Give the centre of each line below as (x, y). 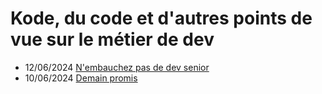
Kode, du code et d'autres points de (161, 18)
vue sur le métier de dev (112, 39)
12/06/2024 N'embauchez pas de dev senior (117, 67)
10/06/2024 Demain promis (81, 78)
